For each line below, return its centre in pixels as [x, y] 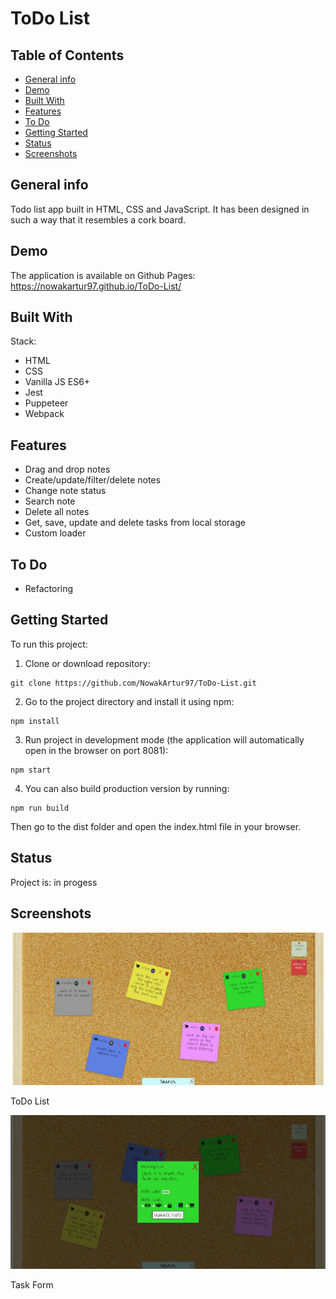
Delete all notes [57, 512]
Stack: [23, 341]
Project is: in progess [54, 882]
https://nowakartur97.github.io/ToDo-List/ [96, 286]
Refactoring [49, 589]
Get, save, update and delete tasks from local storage [135, 523]
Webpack [44, 414]
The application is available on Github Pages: [103, 275]
